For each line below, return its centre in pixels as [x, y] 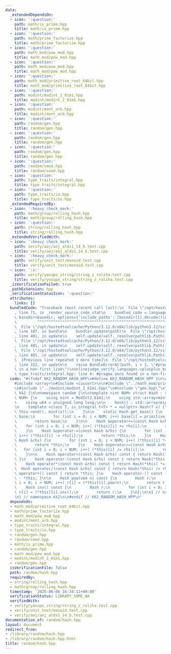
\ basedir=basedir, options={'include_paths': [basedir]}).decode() [89, 317]
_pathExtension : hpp [32, 289]
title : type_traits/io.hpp [43, 199]
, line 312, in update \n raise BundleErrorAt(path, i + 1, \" [85, 365]
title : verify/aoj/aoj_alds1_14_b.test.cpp [61, 251]
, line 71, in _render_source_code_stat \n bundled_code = [80, 313]
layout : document [24, 625]
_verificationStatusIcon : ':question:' [52, 294]
